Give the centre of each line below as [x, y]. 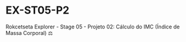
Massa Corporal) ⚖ [29, 33]
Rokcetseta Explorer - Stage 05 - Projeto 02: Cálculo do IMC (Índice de [93, 27]
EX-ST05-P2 [38, 10]
